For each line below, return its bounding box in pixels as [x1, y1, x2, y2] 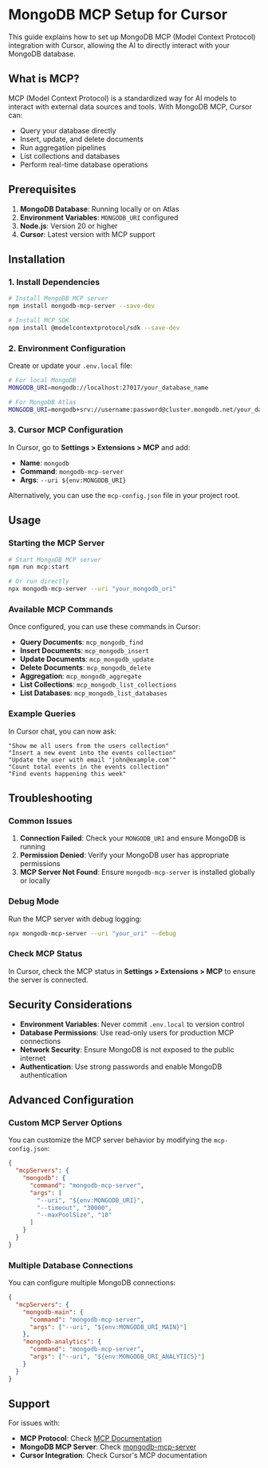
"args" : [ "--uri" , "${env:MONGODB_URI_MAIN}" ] [29, 1323, 187, 1331]
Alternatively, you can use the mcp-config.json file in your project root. [8, 490, 241, 500]
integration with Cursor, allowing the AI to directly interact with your [8, 40, 230, 49]
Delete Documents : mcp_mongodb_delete [19, 663, 152, 672]
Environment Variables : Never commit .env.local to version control [19, 1019, 245, 1029]
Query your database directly [19, 125, 116, 135]
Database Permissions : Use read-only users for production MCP [19, 1027, 235, 1037]
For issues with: [8, 1419, 60, 1428]
